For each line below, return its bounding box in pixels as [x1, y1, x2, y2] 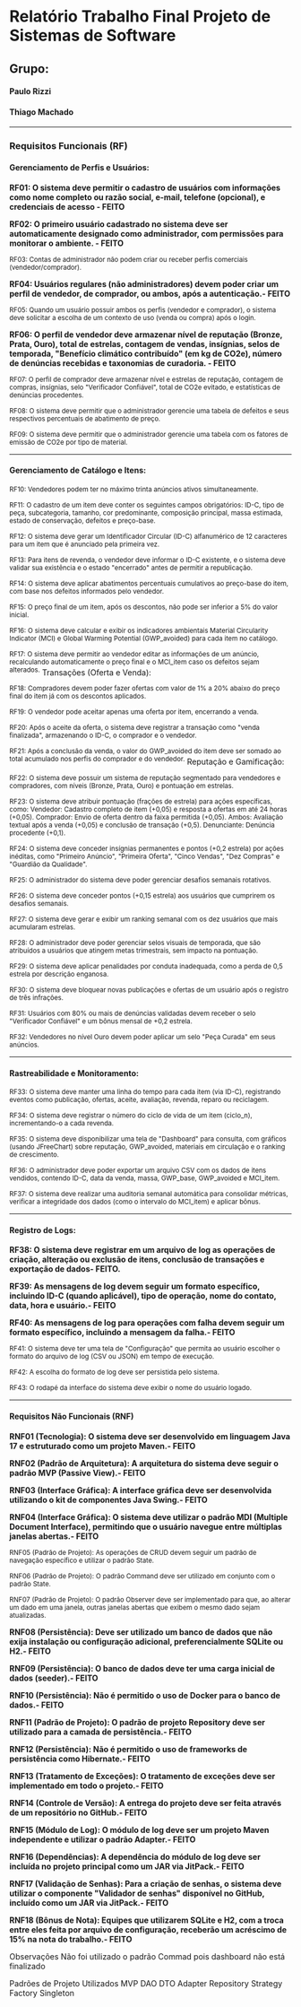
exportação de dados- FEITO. [9, 1264, 121, 1274]
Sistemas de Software [9, 25, 176, 46]
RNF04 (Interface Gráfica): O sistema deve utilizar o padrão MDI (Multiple [9, 1511, 288, 1522]
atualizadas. [9, 1611, 47, 1620]
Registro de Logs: [9, 1224, 76, 1235]
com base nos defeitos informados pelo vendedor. [9, 586, 164, 595]
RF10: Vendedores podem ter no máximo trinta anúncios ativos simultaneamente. [9, 484, 259, 494]
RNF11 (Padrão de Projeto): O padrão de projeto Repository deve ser [9, 1716, 266, 1727]
